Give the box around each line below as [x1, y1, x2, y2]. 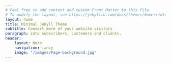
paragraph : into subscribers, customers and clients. [5, 31, 122, 36]
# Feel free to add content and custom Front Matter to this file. [5, 7, 152, 13]
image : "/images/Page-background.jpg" [14, 50, 97, 55]
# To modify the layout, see [5, 12, 67, 17]
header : [5, 36, 22, 41]
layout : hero [14, 41, 42, 46]
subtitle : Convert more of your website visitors [5, 26, 113, 31]
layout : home [5, 17, 33, 22]
